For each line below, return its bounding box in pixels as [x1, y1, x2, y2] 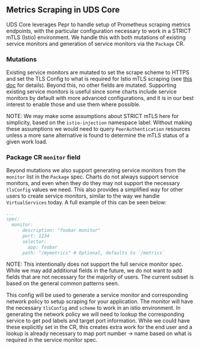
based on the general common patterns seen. [6, 280, 120, 287]
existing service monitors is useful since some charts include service [6, 88, 177, 95]
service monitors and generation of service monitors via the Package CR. [6, 40, 185, 47]
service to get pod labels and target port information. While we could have [6, 317, 190, 324]
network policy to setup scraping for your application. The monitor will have [6, 298, 193, 305]
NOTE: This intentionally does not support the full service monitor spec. [6, 260, 183, 268]
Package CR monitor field [6, 153, 81, 162]
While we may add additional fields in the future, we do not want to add [6, 267, 183, 274]
